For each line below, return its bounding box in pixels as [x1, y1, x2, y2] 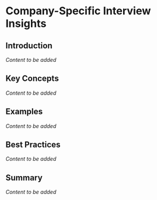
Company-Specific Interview [5, 4, 151, 18]
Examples [5, 107, 43, 117]
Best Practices [5, 140, 61, 150]
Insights [5, 17, 47, 30]
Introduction [5, 40, 53, 51]
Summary [5, 173, 43, 183]
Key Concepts [5, 73, 59, 84]
